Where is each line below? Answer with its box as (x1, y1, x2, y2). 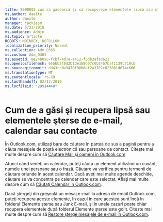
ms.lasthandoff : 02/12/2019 (5, 79, 62, 84)
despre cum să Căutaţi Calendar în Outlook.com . (5, 181, 102, 187)
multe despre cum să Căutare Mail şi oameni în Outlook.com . (5, 151, 127, 158)
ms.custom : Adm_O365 (5, 52, 47, 57)
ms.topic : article (5, 34, 42, 39)
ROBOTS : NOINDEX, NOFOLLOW (5, 39, 60, 44)
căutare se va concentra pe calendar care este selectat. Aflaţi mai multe (5, 176, 149, 182)
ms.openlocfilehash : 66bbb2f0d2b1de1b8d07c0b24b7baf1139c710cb (5, 61, 136, 66)
